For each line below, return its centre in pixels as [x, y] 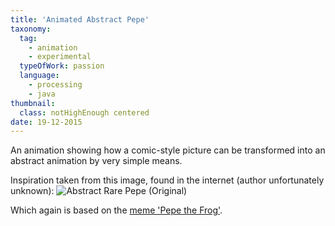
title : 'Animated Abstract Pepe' [80, 19]
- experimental [60, 57]
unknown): [32, 191]
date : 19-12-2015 [46, 122]
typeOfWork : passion [62, 66]
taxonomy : [31, 29]
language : [39, 76]
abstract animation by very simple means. [96, 161]
